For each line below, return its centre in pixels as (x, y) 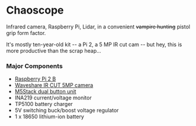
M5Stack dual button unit (45, 92)
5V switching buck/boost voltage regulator (67, 111)
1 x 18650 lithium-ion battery (49, 117)
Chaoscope (35, 10)
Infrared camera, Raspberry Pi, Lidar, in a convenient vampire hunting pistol (98, 27)
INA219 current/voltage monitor (53, 98)
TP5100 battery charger (44, 104)
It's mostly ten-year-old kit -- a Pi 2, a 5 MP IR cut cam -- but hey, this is (94, 44)
